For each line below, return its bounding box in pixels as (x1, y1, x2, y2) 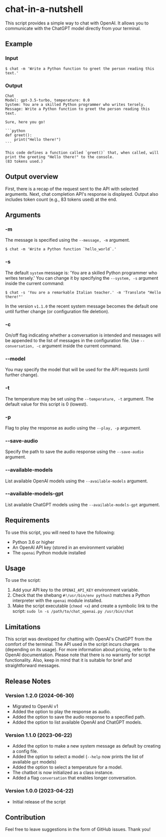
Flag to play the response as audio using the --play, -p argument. (5, 424, 142, 430)
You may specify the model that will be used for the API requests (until (5, 367, 149, 373)
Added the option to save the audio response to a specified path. (12, 714, 146, 720)
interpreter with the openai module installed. (12, 598, 103, 604)
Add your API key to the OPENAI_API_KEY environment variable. (12, 587, 139, 593)
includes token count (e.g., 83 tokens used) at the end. (5, 196, 118, 202)
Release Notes (5, 677, 51, 685)
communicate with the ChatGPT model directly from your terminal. (5, 25, 141, 31)
